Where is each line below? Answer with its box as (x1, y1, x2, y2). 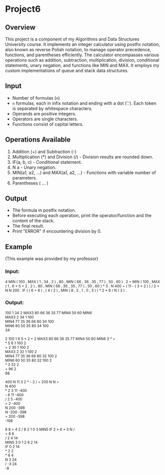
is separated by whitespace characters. (12, 105, 93, 111)
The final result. (12, 223, 44, 229)
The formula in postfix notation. (12, 207, 76, 213)
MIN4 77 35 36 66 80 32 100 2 (5, 354, 58, 359)
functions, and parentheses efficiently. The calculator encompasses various (5, 52, 159, 58)
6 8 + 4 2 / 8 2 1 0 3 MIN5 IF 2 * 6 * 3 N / (5, 427, 75, 432)
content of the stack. (12, 218, 55, 224)
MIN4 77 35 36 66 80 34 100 (5, 319, 54, 324)
